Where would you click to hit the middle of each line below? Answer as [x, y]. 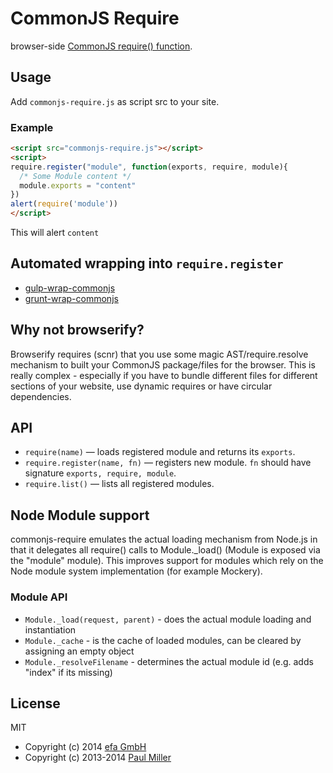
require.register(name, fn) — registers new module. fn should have [168, 463]
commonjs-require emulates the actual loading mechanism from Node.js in [164, 539]
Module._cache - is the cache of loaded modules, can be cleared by [163, 640]
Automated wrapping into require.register [147, 263]
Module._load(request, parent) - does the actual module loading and [168, 619]
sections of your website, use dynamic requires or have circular [141, 386]
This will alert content [55, 233]
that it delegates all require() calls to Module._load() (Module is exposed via [165, 550]
